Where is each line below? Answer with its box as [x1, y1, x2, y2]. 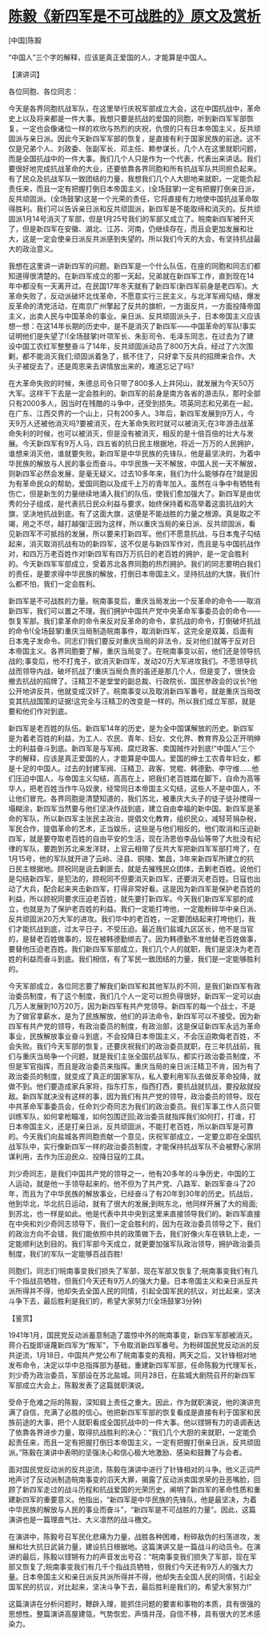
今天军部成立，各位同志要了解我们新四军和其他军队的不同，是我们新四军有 [8, 980, 254, 991]
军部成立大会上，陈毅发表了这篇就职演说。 [8, 1380, 149, 1390]
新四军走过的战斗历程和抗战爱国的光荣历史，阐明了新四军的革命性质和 [22, 1484, 254, 1494]
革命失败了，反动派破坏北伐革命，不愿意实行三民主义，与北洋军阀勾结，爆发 [8, 290, 261, 301]
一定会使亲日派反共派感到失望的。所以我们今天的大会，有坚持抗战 [35, 233, 254, 243]
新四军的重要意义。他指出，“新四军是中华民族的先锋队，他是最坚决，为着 [14, 1494, 258, 1504]
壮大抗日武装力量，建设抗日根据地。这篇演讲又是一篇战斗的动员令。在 [22, 1541, 254, 1551]
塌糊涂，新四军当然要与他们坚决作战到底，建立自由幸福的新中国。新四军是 [8, 803, 254, 813]
